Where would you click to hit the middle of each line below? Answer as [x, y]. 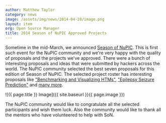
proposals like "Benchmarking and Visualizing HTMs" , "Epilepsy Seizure [80, 79]
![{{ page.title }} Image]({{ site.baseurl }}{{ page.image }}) [65, 94]
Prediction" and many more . [34, 85]
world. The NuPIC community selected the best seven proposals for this [80, 69]
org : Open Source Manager [32, 29]
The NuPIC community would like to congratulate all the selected [72, 104]
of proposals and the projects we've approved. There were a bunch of [78, 58]
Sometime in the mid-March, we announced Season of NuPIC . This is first [82, 47]
